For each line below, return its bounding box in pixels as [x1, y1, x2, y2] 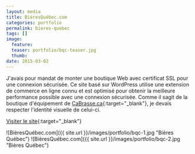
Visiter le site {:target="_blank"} [6, 117, 82, 124]
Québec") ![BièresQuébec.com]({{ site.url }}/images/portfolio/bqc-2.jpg [6, 135, 180, 142]
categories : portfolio [6, 20, 62, 25]
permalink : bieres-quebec [6, 25, 70, 31]
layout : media [6, 8, 41, 15]
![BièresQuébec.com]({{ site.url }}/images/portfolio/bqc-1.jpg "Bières [6, 129, 174, 136]
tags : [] [6, 31, 28, 37]
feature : [11, 42, 33, 48]
